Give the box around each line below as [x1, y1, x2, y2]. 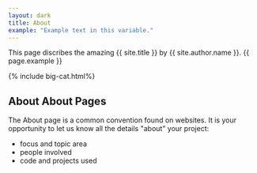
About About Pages [8, 94, 107, 107]
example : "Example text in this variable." [8, 26, 154, 34]
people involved [19, 148, 73, 157]
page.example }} [8, 56, 62, 66]
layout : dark [8, 11, 51, 20]
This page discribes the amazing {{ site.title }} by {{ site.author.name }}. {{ [8, 48, 250, 58]
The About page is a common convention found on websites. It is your [8, 115, 237, 125]
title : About [8, 19, 51, 27]
